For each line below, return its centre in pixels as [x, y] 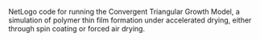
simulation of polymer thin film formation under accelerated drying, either [130, 20]
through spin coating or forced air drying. [77, 29]
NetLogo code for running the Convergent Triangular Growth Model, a [124, 12]
